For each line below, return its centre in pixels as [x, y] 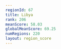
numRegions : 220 [23, 34]
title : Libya [19, 15]
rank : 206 [16, 19]
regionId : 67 [19, 10]
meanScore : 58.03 [24, 24]
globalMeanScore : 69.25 [31, 29]
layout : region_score [28, 39]
